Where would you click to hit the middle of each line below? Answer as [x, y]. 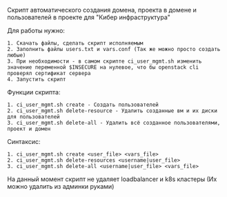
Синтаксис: [24, 142]
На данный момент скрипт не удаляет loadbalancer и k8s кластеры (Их [112, 179]
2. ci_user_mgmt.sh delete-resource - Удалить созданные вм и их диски [112, 111]
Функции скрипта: [34, 92]
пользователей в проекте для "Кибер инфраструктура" [89, 17]
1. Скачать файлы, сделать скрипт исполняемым [75, 43]
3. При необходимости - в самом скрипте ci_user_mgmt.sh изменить [105, 61]
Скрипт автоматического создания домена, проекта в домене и [102, 10]
